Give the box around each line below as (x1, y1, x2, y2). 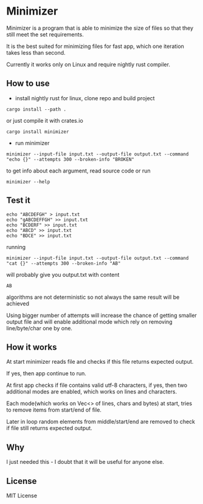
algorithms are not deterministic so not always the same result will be (6, 293, 180, 301)
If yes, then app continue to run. (6, 370, 87, 377)
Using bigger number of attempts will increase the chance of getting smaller (6, 312, 198, 319)
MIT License (6, 492, 38, 499)
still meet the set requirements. (6, 30, 84, 38)
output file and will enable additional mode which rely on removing (6, 318, 173, 325)
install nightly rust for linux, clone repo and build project (15, 94, 155, 101)
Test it (6, 196, 30, 206)
